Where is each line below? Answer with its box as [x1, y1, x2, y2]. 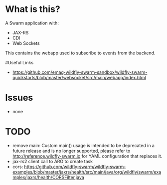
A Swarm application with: [5, 20, 59, 26]
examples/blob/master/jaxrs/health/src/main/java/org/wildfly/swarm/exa [12, 169, 161, 175]
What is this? [5, 3, 61, 15]
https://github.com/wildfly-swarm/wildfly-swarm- [24, 164, 126, 170]
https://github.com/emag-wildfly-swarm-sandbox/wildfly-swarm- [12, 69, 148, 75]
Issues [5, 92, 33, 103]
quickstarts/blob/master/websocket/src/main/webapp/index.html [12, 74, 146, 80]
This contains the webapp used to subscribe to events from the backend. [5, 50, 156, 56]
